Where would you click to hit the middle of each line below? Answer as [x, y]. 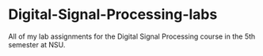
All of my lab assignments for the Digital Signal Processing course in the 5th [132, 36]
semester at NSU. [37, 44]
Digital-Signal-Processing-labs [113, 15]
